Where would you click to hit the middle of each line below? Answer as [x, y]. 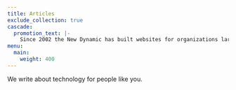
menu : [15, 46]
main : [22, 53]
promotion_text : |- [42, 33]
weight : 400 [37, 59]
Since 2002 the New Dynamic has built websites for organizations [119, 40]
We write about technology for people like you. [75, 79]
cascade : [20, 27]
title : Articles [31, 14]
